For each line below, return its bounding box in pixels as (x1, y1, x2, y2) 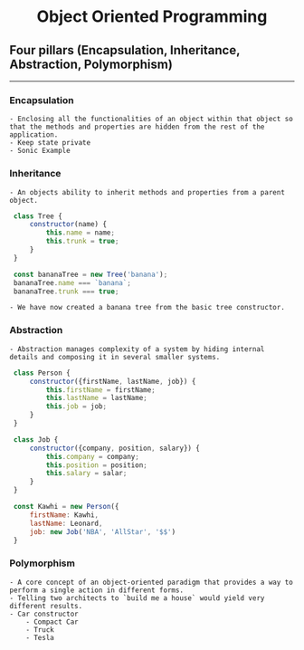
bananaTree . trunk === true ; (13, 287, 119, 296)
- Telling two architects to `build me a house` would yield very (9, 593, 265, 603)
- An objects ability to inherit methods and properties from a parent (9, 187, 285, 196)
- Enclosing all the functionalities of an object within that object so (9, 115, 294, 124)
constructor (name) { (29, 220, 107, 229)
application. (9, 130, 59, 139)
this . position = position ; (45, 460, 147, 470)
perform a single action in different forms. (9, 586, 184, 595)
